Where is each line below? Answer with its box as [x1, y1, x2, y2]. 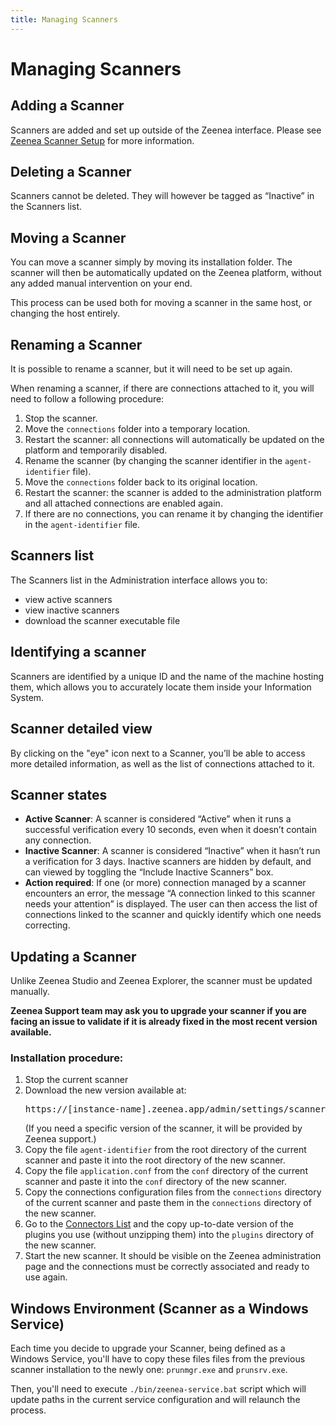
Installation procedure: [10, 1051, 124, 1065]
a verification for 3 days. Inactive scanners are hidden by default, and [24, 856, 312, 868]
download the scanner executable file [24, 614, 181, 626]
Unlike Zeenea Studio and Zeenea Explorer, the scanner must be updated [10, 975, 313, 987]
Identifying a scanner [10, 644, 147, 661]
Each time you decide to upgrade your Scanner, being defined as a [10, 1342, 286, 1355]
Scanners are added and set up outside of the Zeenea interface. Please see [10, 124, 322, 136]
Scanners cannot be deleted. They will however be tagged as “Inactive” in [10, 190, 315, 202]
